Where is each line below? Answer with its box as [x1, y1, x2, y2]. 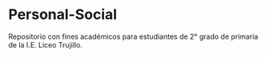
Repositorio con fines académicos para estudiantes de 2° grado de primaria [8, 32, 259, 41]
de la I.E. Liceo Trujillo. [8, 40, 83, 49]
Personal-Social [8, 6, 118, 24]
